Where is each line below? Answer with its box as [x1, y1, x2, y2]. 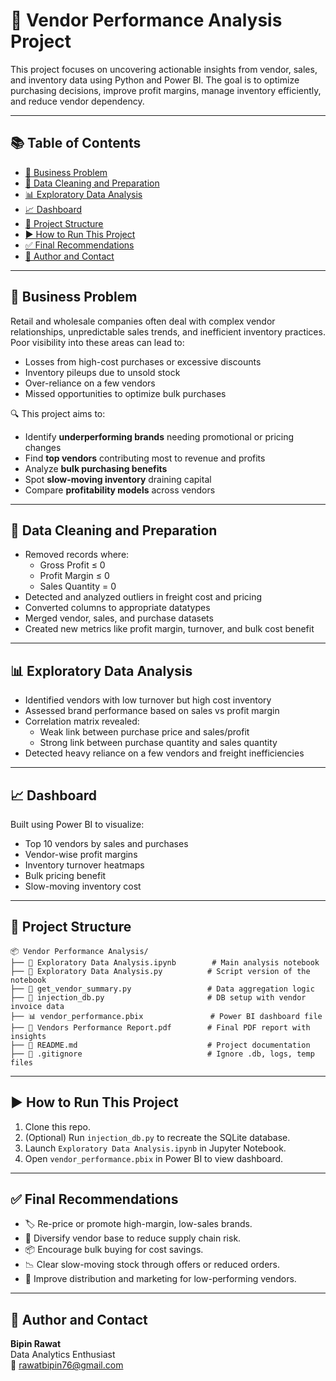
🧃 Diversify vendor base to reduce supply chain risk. [24, 1232, 242, 1244]
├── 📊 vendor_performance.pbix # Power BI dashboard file [10, 1011, 323, 1021]
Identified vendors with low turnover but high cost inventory [24, 694, 272, 706]
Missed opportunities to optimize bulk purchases [24, 387, 227, 399]
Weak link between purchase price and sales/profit [39, 726, 250, 738]
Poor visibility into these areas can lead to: [10, 336, 185, 348]
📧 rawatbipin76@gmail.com [10, 1359, 124, 1371]
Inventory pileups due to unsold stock [24, 366, 181, 378]
